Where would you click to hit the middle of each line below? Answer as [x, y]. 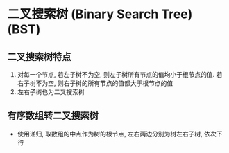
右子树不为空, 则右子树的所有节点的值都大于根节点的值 [95, 83]
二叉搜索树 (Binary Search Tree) [100, 14]
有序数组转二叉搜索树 [53, 116]
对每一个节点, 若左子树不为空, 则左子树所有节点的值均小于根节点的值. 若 [120, 74]
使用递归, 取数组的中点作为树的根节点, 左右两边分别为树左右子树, [110, 134]
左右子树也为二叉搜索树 [51, 92]
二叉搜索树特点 [39, 56]
